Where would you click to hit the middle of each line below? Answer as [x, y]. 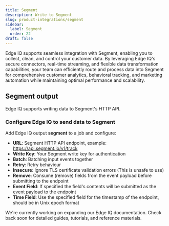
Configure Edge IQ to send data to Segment [60, 122]
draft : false [19, 39]
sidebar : [15, 24]
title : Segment [22, 10]
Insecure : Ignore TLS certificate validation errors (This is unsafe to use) [88, 170]
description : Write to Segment [39, 15]
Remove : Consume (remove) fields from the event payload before [82, 175]
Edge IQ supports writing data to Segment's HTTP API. [63, 108]
